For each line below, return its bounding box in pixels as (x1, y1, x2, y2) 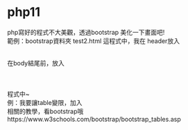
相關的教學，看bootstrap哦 (7, 107, 84, 115)
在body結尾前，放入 (7, 58, 65, 67)
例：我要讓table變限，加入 (7, 98, 83, 106)
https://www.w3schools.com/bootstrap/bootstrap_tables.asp (7, 115, 182, 123)
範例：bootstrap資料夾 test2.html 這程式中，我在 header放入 (7, 36, 180, 45)
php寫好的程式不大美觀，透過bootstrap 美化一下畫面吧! (7, 28, 165, 36)
